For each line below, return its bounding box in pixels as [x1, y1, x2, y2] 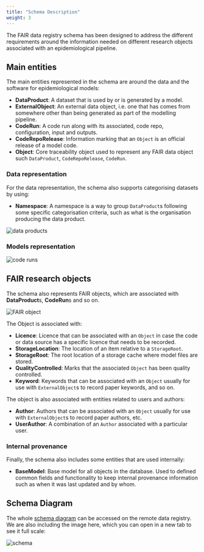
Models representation [6, 242, 76, 251]
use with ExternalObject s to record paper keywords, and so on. [15, 384, 175, 391]
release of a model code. [15, 142, 78, 149]
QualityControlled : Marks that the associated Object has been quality [15, 364, 191, 371]
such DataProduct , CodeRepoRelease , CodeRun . [15, 155, 127, 162]
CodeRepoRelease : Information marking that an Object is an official [15, 135, 185, 143]
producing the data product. [15, 215, 86, 223]
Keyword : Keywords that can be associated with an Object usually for [15, 377, 191, 384]
